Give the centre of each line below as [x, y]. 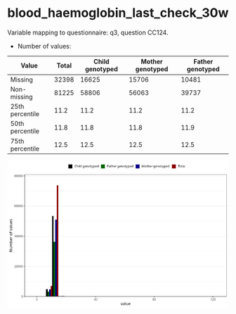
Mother [152, 62]
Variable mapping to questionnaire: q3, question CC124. [88, 32]
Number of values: [44, 46]
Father [203, 62]
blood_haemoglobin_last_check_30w [118, 13]
